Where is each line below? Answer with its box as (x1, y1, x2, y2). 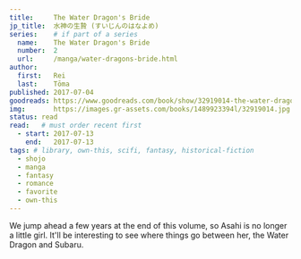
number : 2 (17, 46, 58, 55)
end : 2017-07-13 (25, 138, 94, 146)
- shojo (17, 154, 47, 163)
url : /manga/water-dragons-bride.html (17, 54, 178, 63)
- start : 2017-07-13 (17, 129, 94, 138)
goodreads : (9, 96, 50, 105)
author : (9, 63, 39, 72)
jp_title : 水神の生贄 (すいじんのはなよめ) (9, 21, 159, 30)
